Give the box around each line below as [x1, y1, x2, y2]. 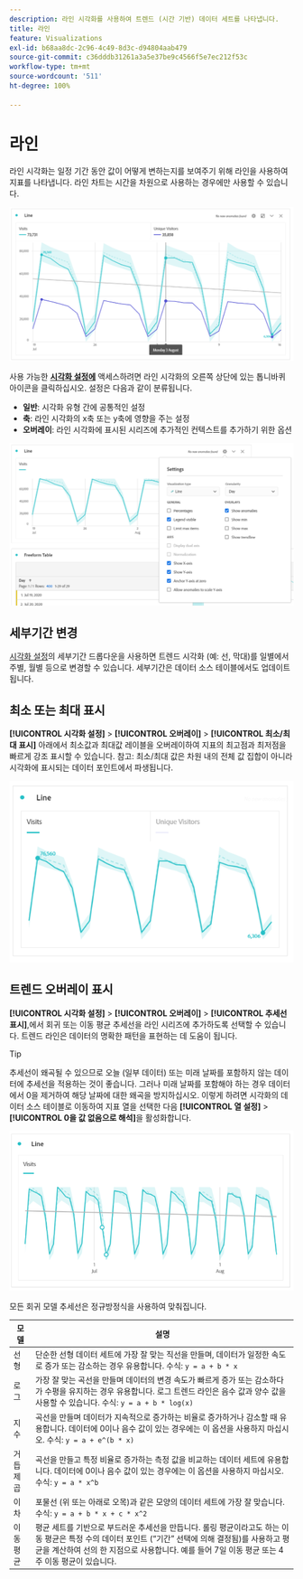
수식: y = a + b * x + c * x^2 [34, 1508, 147, 1518]
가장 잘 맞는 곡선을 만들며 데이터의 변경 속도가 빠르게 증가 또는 [34, 1375, 253, 1386]
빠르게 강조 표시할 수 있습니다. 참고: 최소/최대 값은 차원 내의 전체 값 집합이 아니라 [9, 751, 293, 762]
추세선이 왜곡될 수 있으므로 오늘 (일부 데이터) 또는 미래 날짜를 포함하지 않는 [9, 1067, 272, 1077]
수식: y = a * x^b [34, 1476, 99, 1487]
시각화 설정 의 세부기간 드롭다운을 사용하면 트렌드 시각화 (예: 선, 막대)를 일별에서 [9, 651, 289, 662]
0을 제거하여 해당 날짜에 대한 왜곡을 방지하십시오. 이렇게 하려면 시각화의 [25, 1089, 280, 1100]
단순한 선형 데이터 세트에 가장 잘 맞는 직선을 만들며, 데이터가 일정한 [34, 1349, 270, 1359]
